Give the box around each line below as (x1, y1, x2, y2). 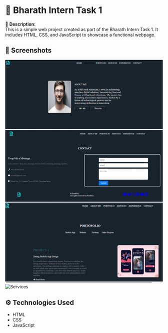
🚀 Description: (5, 21, 36, 27)
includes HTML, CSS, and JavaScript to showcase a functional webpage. (5, 32, 156, 38)
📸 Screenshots (5, 46, 52, 55)
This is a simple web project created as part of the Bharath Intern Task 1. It (5, 26, 158, 32)
